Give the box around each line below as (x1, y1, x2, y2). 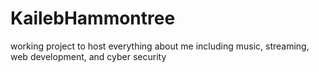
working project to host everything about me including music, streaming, (10, 40, 310, 52)
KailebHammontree (10, 7, 176, 30)
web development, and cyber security (10, 50, 167, 62)
